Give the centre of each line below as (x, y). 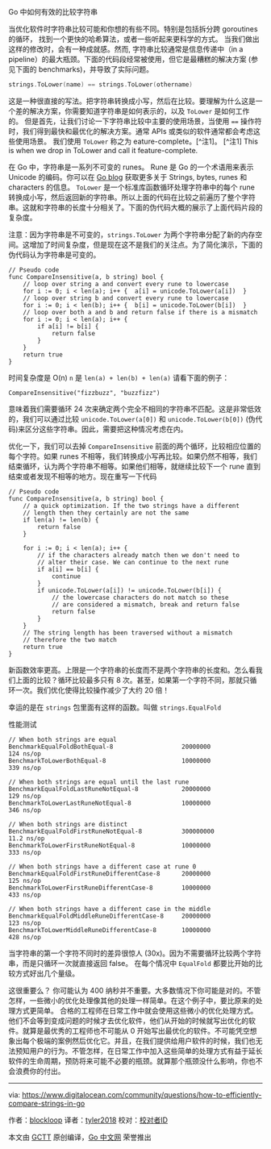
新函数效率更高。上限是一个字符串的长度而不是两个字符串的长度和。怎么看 (132, 670)
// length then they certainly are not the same (106, 513)
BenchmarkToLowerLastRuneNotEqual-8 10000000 (110, 803)
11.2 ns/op (27, 838)
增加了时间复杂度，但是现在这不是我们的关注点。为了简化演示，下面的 (146, 244)
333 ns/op (25, 852)
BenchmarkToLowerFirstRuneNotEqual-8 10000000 (110, 845)
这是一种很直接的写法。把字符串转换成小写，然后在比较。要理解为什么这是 (132, 101)
